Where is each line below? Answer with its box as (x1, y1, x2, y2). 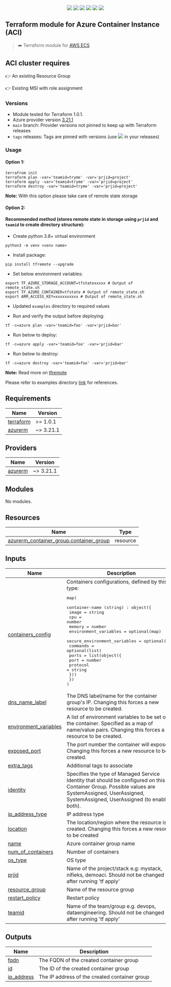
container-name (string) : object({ (66, 604, 152, 610)
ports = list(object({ (69, 653, 122, 658)
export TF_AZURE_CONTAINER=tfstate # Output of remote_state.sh (5, 289, 145, 295)
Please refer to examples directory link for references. (5, 379, 119, 386)
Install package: (12, 252, 46, 258)
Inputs (5, 554, 26, 563)
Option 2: (5, 205, 25, 211)
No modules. (5, 499, 32, 505)
